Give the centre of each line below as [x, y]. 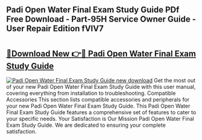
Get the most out [175, 80]
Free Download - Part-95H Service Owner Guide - [101, 20]
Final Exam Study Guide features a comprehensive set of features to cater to [101, 112]
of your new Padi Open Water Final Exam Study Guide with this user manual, [101, 87]
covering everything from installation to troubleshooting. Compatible [91, 93]
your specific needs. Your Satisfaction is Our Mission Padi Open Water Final [100, 119]
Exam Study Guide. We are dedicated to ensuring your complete [86, 125]
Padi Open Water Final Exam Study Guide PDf [93, 10]
